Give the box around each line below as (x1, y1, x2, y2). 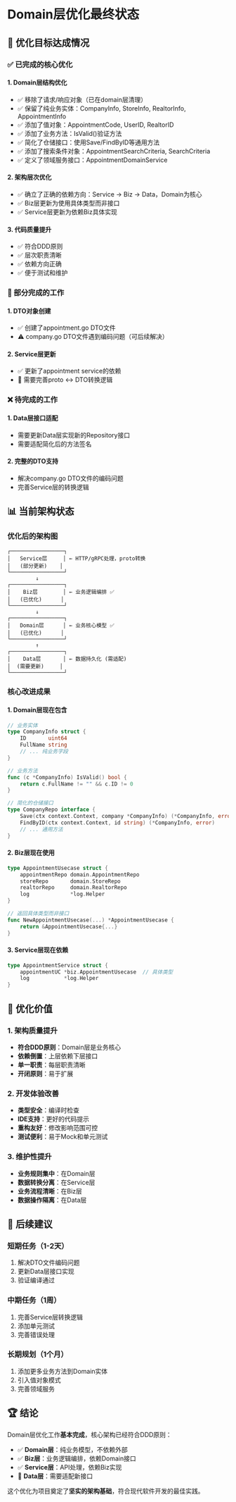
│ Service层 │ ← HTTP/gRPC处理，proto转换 (7, 555, 146, 562)
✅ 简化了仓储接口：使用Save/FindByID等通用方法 (17, 138, 160, 147)
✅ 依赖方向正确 (17, 260, 62, 268)
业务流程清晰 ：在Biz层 (17, 1186, 83, 1195)
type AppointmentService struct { (7, 962, 109, 969)
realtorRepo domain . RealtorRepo (20, 884, 128, 891)
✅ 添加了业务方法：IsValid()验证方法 (17, 129, 122, 137)
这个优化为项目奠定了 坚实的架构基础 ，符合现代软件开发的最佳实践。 (7, 1487, 204, 1495)
